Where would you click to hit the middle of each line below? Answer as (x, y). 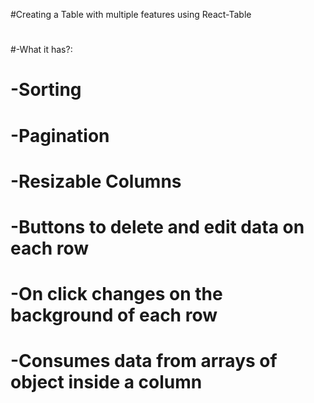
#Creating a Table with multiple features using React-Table (131, 14)
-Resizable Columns (96, 181)
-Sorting (46, 90)
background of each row (114, 315)
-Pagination (60, 135)
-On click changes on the (116, 294)
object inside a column (106, 382)
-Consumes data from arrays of (144, 361)
